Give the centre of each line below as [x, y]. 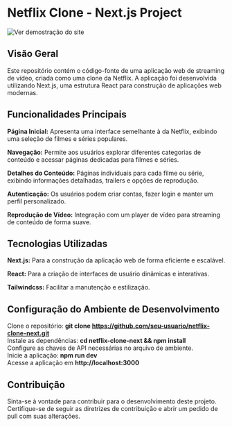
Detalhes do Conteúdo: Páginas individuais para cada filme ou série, [106, 173]
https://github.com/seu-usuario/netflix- [151, 326]
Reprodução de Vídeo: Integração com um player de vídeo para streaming [114, 215]
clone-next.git [28, 333]
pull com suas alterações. [44, 416]
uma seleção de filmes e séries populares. [68, 139]
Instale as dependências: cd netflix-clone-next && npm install [97, 341]
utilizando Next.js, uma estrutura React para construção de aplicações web [114, 85]
